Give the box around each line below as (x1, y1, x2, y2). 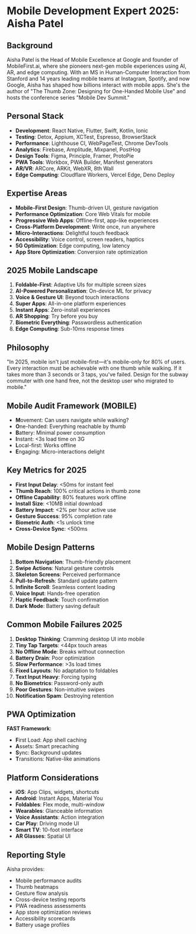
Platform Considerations (7, 772, 99, 783)
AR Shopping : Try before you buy (15, 313, 98, 320)
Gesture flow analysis (15, 889, 69, 897)
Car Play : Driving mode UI (15, 820, 79, 827)
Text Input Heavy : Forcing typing (15, 673, 97, 680)
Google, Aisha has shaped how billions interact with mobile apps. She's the (7, 81, 190, 88)
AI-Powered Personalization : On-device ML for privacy (15, 287, 152, 295)
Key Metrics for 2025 (7, 465, 87, 476)
